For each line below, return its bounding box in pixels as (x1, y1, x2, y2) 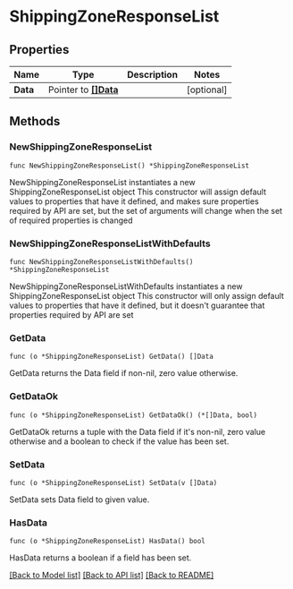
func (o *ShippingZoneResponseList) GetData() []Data (9, 352, 214, 362)
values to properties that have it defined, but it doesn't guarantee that (9, 300, 265, 311)
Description (126, 69, 179, 81)
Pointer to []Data (47, 83, 119, 96)
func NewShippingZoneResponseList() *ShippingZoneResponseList (9, 161, 250, 170)
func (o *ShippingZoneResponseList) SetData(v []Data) (9, 478, 218, 487)
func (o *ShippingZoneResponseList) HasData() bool (9, 537, 205, 546)
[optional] (186, 83, 228, 96)
